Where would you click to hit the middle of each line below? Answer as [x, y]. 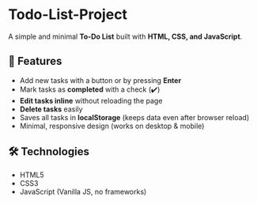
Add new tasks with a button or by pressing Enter [100, 80]
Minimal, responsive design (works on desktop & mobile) [112, 126]
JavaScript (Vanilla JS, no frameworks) [83, 191]
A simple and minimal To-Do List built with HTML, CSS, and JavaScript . [125, 36]
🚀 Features [35, 61]
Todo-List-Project [68, 15]
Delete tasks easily [51, 109]
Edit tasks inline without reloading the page [91, 100]
